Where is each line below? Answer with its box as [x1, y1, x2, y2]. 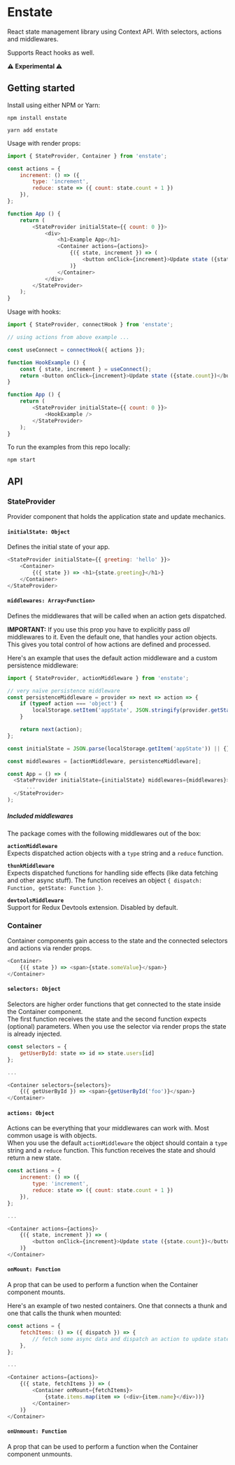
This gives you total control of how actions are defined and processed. [7, 640, 211, 648]
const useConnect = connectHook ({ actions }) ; [7, 346, 145, 354]
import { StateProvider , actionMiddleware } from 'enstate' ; [7, 674, 190, 681]
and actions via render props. [7, 944, 92, 952]
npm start [7, 457, 36, 464]
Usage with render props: [7, 139, 81, 147]
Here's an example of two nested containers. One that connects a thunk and [7, 1302, 227, 1310]
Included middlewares [7, 812, 73, 820]
